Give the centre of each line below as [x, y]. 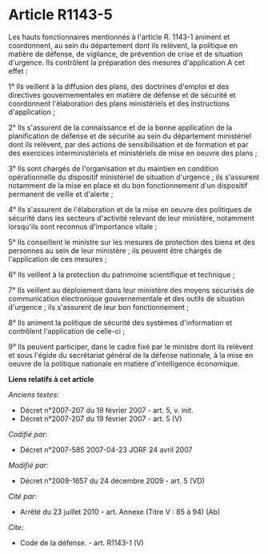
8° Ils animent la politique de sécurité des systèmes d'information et [120, 323]
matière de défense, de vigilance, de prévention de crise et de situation [126, 54]
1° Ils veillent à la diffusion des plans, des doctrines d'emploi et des [119, 86]
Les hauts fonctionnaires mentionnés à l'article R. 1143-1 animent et [119, 37]
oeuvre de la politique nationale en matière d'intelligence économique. [124, 363]
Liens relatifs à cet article [51, 379]
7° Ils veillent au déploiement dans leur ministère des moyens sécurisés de [131, 290]
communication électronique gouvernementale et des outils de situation [127, 299]
